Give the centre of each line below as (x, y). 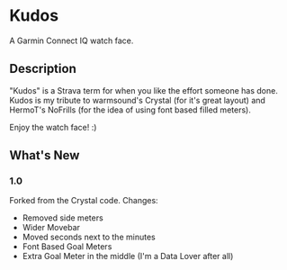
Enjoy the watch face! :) (53, 127)
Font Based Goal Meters (67, 247)
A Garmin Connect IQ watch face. (72, 40)
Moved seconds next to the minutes (89, 237)
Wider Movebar (51, 228)
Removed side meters (63, 218)
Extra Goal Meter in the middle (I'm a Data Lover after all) (128, 256)
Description (43, 69)
